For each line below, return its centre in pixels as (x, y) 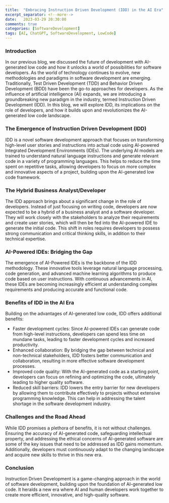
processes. (24, 366)
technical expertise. (26, 239)
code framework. (23, 177)
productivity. (26, 345)
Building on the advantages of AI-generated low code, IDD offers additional (83, 314)
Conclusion (20, 468)
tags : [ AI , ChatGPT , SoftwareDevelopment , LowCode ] (61, 33)
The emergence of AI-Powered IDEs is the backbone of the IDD (71, 263)
